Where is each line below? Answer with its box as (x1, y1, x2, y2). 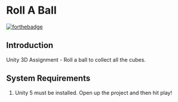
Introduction (6, 40, 54, 50)
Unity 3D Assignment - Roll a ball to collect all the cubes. (6, 56, 146, 63)
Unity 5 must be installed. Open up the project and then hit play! (14, 89, 172, 96)
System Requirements (6, 74, 91, 84)
